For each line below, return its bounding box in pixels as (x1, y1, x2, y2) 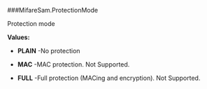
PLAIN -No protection (17, 47, 80, 55)
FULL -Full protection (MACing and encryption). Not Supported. (17, 74, 201, 82)
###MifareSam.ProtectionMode (7, 6, 99, 14)
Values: (7, 33, 30, 41)
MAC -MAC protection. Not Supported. (17, 60, 130, 69)
